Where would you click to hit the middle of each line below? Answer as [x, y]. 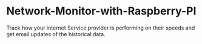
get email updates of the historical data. [56, 34]
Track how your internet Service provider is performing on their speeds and [101, 28]
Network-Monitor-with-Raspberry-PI [101, 11]
